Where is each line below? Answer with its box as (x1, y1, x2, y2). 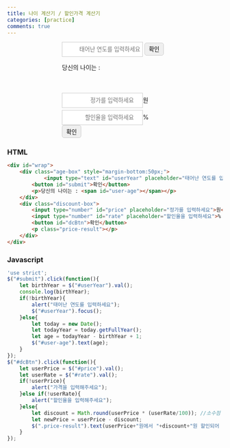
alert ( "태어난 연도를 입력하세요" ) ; (31, 301, 120, 308)
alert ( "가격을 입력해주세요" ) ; (31, 384, 108, 391)
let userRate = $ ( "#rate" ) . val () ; (19, 371, 118, 378)
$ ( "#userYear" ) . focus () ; (31, 307, 103, 314)
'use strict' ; (7, 269, 48, 276)
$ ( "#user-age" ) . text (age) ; (31, 340, 109, 346)
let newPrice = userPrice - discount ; (31, 416, 142, 423)
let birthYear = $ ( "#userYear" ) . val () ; (19, 282, 133, 289)
